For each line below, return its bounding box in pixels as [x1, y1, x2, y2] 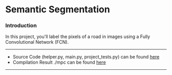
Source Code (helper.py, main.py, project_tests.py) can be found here [12, 54, 160, 60]
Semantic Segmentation [5, 4, 110, 15]
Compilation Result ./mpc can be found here [12, 59, 106, 65]
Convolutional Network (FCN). [5, 39, 69, 45]
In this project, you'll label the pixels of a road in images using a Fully [5, 33, 150, 40]
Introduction [5, 22, 37, 29]
